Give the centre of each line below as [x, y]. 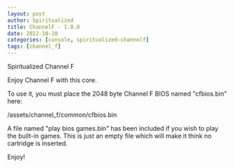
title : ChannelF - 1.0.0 [44, 27]
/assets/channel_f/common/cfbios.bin [62, 115]
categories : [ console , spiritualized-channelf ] [78, 40]
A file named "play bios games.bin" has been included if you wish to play [113, 128]
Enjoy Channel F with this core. [52, 80]
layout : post [26, 14]
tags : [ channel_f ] [34, 46]
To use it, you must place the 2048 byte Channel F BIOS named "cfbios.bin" [117, 93]
